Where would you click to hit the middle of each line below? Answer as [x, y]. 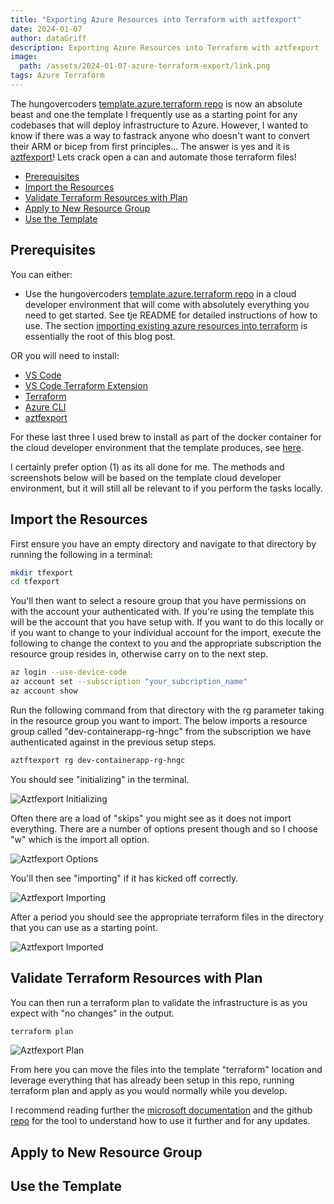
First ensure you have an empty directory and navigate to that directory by [163, 543]
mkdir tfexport [42, 572]
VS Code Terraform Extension [86, 385]
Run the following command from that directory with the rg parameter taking [167, 710]
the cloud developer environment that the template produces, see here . [157, 447]
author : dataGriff [48, 38]
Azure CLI [45, 407]
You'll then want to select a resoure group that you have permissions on [158, 601]
